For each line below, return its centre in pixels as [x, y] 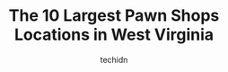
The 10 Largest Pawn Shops [114, 16]
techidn [114, 59]
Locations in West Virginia [114, 35]
